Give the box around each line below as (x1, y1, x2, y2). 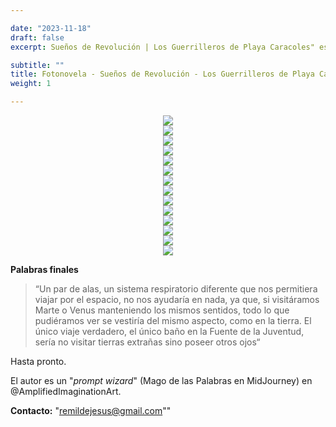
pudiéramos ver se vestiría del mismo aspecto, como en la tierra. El (34, 315, 312, 326)
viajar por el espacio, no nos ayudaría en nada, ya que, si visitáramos (34, 294, 320, 305)
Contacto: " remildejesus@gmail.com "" (10, 405, 172, 416)
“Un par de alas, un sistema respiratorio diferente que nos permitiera (34, 283, 318, 295)
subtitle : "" (10, 60, 65, 70)
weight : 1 (10, 79, 52, 89)
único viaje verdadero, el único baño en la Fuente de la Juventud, (34, 326, 305, 337)
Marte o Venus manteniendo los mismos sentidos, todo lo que (34, 304, 290, 316)
